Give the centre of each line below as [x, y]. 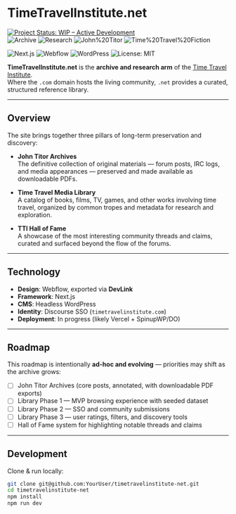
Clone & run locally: [35, 471]
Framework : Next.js [46, 296]
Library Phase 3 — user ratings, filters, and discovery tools [103, 417]
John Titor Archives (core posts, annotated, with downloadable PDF [116, 385]
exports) [29, 393]
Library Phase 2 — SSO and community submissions [93, 409]
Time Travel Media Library [57, 192]
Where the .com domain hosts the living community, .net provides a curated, [118, 82]
